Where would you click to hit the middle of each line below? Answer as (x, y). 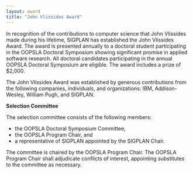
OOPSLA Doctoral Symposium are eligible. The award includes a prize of (94, 64)
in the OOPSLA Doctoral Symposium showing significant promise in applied (97, 52)
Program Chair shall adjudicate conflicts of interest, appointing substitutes (95, 158)
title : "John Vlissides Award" (44, 17)
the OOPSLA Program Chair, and (54, 134)
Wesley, (15, 95)
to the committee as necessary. (44, 165)
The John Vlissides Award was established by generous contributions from (96, 82)
